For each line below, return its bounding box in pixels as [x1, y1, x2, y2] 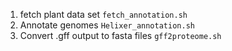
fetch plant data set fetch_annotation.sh [19, 9, 188, 20]
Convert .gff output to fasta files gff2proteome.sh [19, 30, 222, 41]
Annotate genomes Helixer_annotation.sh [19, 19, 195, 31]
